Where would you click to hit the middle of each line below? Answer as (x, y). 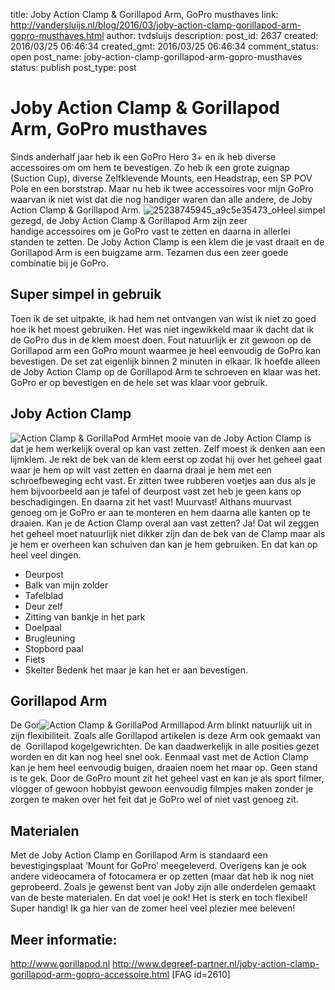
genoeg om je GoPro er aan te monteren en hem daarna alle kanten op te (160, 512)
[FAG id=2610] (201, 974)
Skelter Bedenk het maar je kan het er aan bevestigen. (136, 670)
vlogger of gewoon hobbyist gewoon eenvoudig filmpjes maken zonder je (162, 789)
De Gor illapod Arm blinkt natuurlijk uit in (161, 725)
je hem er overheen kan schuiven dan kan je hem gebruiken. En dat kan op (164, 544)
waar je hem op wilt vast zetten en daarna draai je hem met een (141, 470)
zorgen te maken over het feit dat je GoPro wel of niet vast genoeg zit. (154, 800)
